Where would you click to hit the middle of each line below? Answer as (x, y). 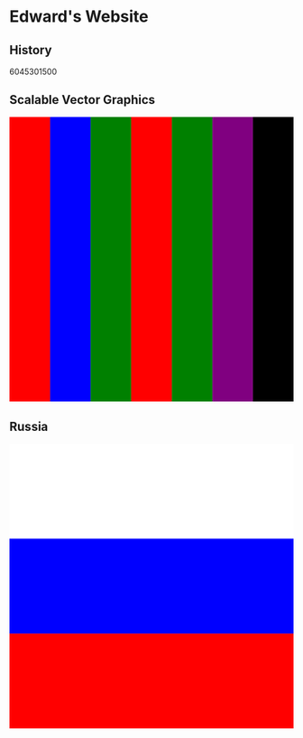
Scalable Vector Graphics (83, 100)
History (31, 50)
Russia (29, 427)
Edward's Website (79, 17)
